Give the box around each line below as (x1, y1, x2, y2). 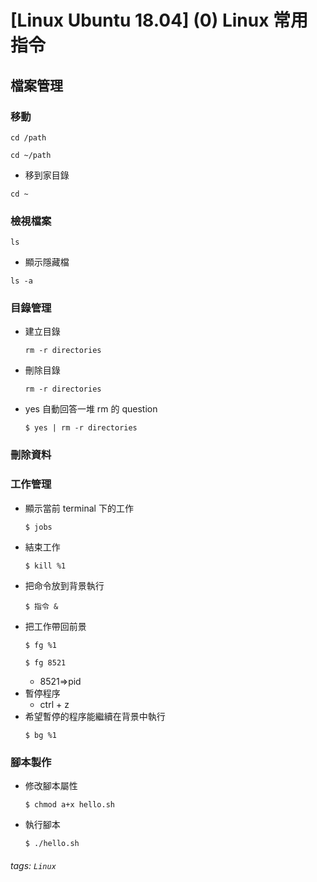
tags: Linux (10, 859, 57, 871)
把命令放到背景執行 (24, 579, 105, 591)
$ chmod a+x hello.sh (24, 799, 115, 810)
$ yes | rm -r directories (24, 423, 138, 433)
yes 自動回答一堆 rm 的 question (24, 403, 158, 415)
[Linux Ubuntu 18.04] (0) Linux (10, 9, 270, 32)
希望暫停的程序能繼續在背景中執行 (24, 710, 166, 722)
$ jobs (24, 522, 53, 532)
